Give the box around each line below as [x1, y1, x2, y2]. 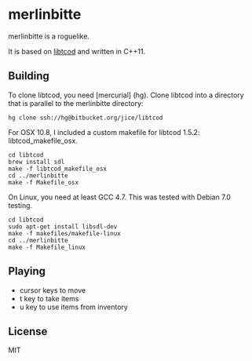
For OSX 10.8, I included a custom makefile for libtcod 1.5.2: [8, 127, 200, 137]
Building [8, 69, 49, 83]
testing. [8, 200, 33, 210]
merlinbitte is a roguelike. [8, 31, 90, 41]
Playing [8, 264, 46, 278]
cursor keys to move [19, 285, 86, 295]
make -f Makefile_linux [8, 243, 86, 251]
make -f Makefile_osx [8, 178, 79, 186]
